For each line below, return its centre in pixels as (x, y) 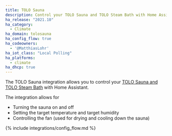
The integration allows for (32, 98)
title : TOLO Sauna (25, 10)
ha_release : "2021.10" (29, 20)
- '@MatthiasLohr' (30, 48)
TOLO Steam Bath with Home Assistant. (47, 87)
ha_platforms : (20, 58)
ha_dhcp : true (20, 67)
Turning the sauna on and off (43, 107)
